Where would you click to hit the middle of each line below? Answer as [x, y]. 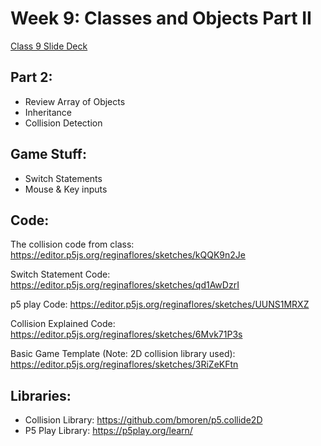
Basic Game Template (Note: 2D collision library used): [123, 354]
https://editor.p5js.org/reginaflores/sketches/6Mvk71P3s [126, 334]
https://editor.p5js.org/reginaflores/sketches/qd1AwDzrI [125, 285]
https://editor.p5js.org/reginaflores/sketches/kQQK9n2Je [128, 255]
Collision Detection [63, 123]
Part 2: [31, 77]
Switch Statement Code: [60, 274]
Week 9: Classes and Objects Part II [161, 18]
